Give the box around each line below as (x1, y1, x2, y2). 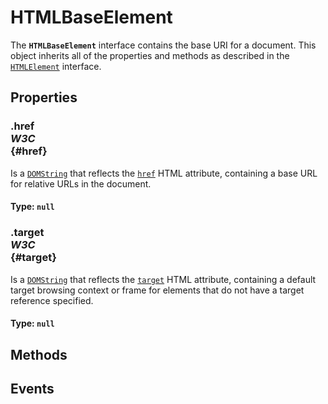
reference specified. (10, 294, 94, 306)
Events (10, 380, 55, 397)
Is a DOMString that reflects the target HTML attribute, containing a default (10, 273, 317, 285)
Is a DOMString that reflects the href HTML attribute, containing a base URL (10, 167, 318, 179)
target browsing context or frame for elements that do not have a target (10, 284, 305, 296)
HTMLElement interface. (10, 60, 102, 72)
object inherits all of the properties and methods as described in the (10, 49, 290, 61)
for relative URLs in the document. (10, 177, 152, 190)
